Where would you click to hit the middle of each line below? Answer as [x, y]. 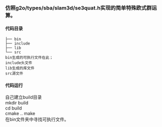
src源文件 [14, 73]
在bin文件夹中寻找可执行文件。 [37, 119]
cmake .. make [20, 113]
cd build [14, 108]
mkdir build [17, 103]
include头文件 [19, 63]
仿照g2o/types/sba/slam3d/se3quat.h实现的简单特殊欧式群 [78, 7]
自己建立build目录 [24, 97]
